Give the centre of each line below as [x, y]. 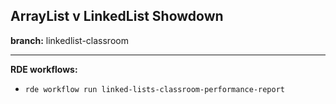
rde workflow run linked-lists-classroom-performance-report [155, 89]
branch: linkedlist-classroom [69, 40]
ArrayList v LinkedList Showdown [117, 16]
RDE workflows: [44, 69]
